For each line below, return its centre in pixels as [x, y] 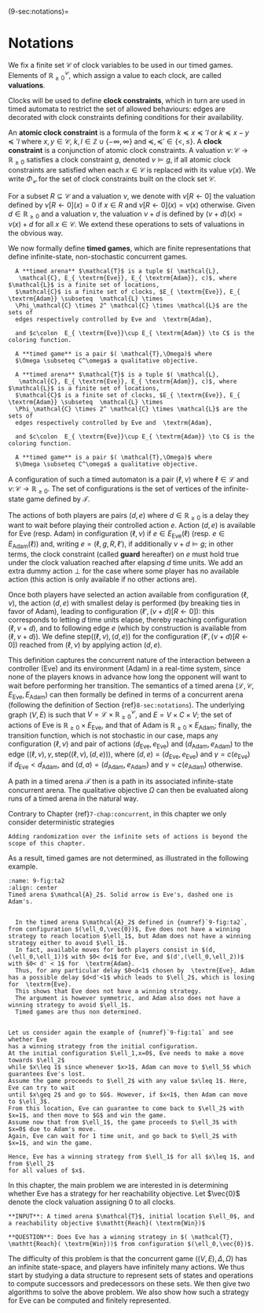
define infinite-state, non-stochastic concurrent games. [98, 256]
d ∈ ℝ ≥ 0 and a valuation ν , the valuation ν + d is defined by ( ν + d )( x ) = [126, 214]
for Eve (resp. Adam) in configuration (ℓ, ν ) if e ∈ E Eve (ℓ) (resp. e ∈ [117, 535]
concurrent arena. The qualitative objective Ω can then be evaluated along [128, 790]
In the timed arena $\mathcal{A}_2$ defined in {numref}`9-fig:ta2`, [131, 922]
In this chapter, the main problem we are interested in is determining [118, 1185]
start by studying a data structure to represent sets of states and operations [131, 1275]
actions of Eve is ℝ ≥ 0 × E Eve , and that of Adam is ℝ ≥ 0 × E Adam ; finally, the [130, 726]
